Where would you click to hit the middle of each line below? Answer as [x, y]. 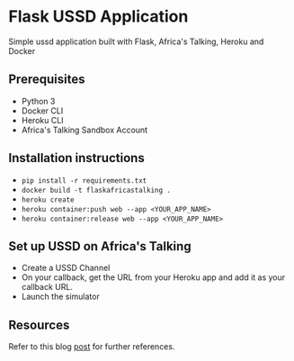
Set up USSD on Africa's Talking [100, 246]
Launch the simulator [60, 297]
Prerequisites [47, 80]
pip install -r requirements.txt [84, 180]
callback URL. [47, 287]
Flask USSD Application [98, 17]
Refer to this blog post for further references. [92, 347]
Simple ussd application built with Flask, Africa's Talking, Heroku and [136, 41]
